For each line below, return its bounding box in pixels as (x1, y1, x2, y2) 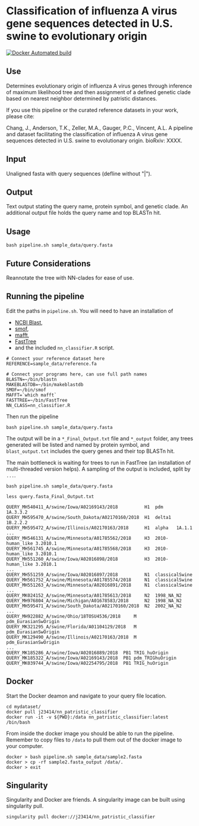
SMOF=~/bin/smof (6, 387, 46, 393)
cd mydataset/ (6, 703, 42, 709)
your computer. (6, 742, 44, 749)
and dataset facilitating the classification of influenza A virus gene (6, 130, 168, 137)
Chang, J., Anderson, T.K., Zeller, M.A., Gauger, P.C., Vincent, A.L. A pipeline (6, 124, 193, 132)
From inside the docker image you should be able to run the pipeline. (6, 730, 174, 737)
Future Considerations (6, 258, 91, 268)
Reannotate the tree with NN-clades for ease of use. (6, 274, 134, 281)
